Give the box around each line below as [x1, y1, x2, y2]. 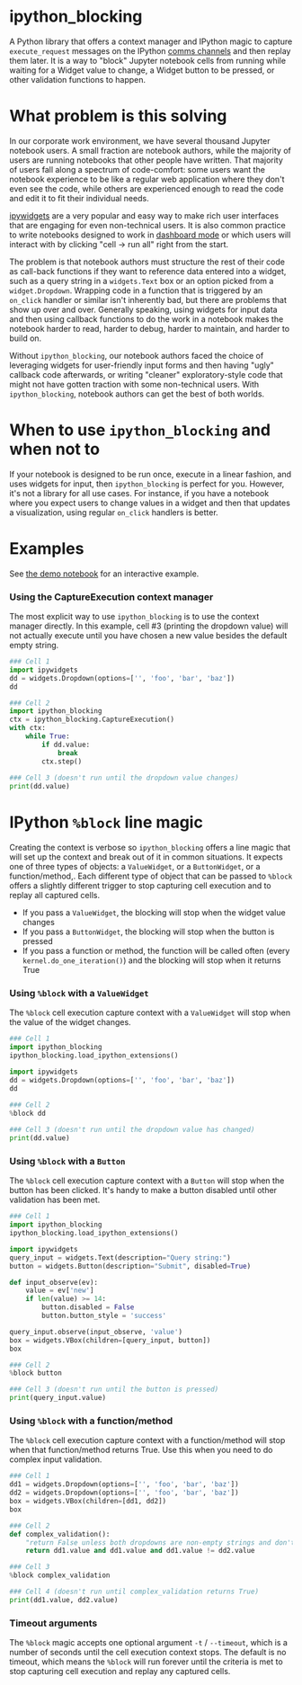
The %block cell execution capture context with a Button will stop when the [9, 1175, 285, 1186]
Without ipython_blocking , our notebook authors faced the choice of [9, 350, 264, 361]
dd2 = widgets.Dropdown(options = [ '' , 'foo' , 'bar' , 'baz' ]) [9, 1488, 240, 1498]
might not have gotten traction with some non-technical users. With [9, 379, 260, 389]
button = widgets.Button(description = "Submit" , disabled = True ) [9, 1262, 252, 1270]
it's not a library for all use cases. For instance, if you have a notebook [9, 487, 270, 498]
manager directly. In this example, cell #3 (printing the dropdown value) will [9, 620, 289, 631]
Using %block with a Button [9, 1155, 126, 1167]
